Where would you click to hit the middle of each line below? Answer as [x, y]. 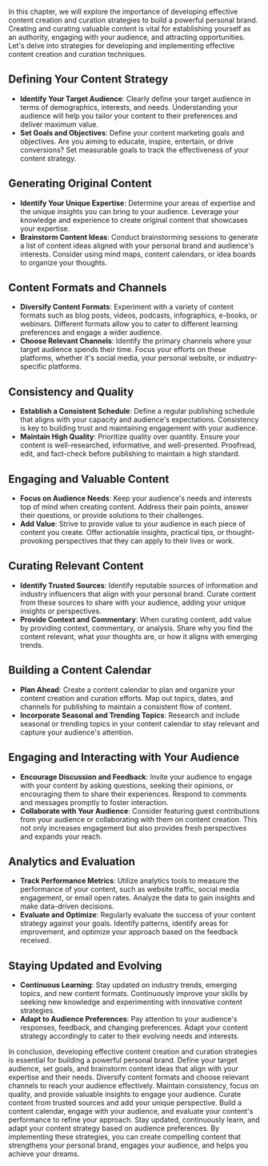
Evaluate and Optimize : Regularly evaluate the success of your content [138, 915]
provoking [36, 541]
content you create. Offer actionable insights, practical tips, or [122, 532]
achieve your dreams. [44, 1154]
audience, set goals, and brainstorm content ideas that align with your [123, 1069]
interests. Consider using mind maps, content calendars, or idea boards [138, 254]
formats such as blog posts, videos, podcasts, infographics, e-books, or [138, 315]
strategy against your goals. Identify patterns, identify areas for [124, 923]
